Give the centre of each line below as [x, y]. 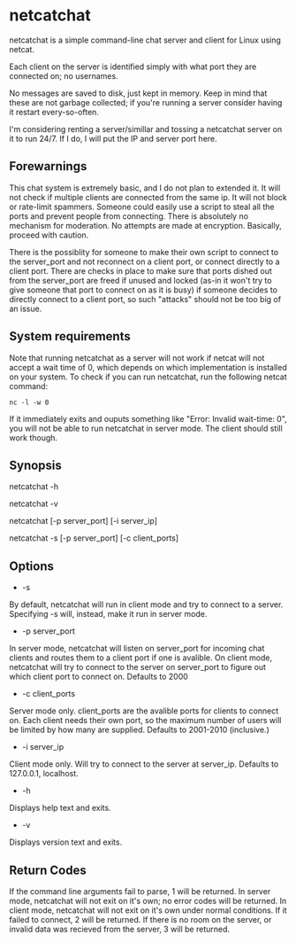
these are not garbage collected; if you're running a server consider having [146, 102]
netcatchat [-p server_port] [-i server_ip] [83, 521]
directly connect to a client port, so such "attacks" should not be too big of [145, 299]
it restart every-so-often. [54, 112]
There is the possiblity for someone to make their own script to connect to [144, 252]
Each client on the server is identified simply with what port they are [133, 66]
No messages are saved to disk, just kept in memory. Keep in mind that [138, 93]
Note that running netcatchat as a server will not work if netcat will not [137, 358]
